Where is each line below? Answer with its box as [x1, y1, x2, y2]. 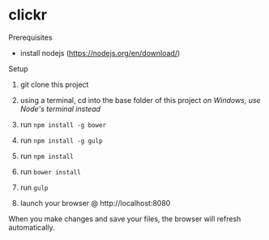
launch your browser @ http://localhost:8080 [19, 198, 171, 208]
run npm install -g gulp [19, 135, 103, 145]
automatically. [8, 222, 55, 232]
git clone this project [19, 79, 89, 89]
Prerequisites [8, 32, 53, 42]
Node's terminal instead [19, 104, 101, 114]
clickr [8, 6, 47, 24]
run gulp [19, 182, 49, 192]
